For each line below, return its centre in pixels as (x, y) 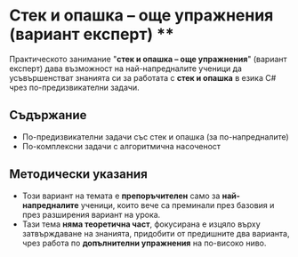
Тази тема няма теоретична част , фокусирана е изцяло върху (141, 224)
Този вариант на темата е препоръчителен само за (121, 196)
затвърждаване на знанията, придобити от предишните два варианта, (156, 233)
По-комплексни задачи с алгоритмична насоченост (121, 146)
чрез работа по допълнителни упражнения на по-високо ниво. (144, 243)
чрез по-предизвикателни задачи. (74, 87)
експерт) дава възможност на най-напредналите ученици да (126, 68)
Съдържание (48, 115)
